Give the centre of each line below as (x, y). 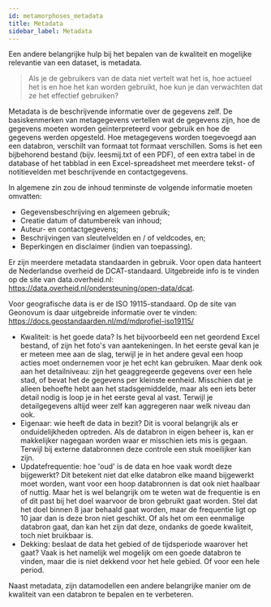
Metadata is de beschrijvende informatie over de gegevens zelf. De (120, 111)
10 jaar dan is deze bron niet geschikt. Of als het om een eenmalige (132, 518)
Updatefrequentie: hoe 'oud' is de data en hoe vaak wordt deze (126, 466)
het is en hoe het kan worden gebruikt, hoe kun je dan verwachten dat (146, 87)
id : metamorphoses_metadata (56, 16)
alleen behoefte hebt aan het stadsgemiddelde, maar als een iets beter (138, 389)
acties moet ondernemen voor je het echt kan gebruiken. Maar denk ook (141, 363)
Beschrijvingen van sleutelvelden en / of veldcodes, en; (113, 238)
